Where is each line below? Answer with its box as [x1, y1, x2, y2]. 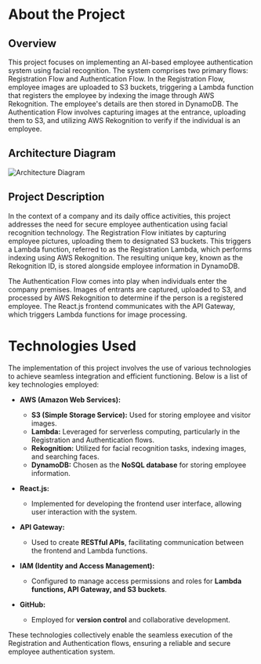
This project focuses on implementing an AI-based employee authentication [8, 57, 253, 67]
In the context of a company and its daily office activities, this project [8, 211, 231, 220]
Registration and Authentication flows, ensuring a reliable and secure [8, 638, 231, 648]
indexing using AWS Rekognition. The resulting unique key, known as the [8, 252, 243, 262]
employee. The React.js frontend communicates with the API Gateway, [8, 301, 236, 310]
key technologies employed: [8, 379, 100, 389]
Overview [8, 37, 57, 50]
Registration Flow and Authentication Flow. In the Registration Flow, [8, 74, 226, 83]
